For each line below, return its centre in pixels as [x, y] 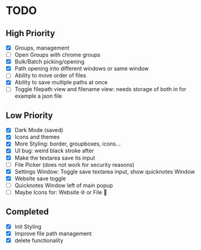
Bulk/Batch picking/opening [49, 62]
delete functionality [39, 240]
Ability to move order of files [50, 75]
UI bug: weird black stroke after [54, 151]
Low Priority [29, 115]
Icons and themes [37, 137]
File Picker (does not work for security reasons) [75, 164]
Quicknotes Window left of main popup [64, 185]
